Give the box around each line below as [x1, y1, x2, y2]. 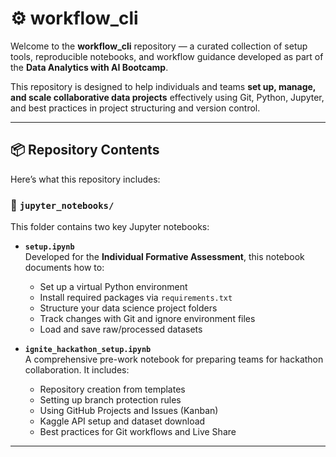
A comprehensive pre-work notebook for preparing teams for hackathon [24, 353, 324, 366]
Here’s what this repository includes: [10, 173, 161, 185]
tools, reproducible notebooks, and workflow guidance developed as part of [10, 50, 324, 62]
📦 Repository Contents [10, 142, 160, 159]
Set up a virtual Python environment [39, 281, 188, 293]
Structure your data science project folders [39, 302, 218, 314]
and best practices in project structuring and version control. [10, 102, 261, 114]
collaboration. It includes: [24, 364, 130, 376]
